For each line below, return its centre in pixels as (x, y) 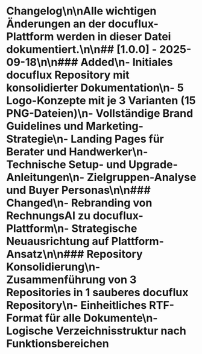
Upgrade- (153, 165)
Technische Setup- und (66, 165)
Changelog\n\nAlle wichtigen (81, 11)
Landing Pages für (117, 139)
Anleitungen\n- (46, 177)
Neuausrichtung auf (58, 241)
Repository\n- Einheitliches (77, 306)
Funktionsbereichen (58, 344)
